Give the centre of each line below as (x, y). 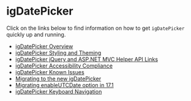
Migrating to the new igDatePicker (58, 78)
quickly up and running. (36, 34)
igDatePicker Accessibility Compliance (64, 66)
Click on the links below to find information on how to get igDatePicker (95, 28)
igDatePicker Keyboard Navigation (58, 91)
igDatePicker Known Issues (50, 72)
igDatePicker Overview (44, 46)
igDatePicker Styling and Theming (58, 52)
